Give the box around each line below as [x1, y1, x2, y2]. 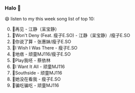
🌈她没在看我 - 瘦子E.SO [12, 76, 61, 82]
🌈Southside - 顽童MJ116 [12, 70, 62, 76]
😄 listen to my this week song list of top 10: [5, 16, 95, 22]
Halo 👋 [5, 4, 21, 11]
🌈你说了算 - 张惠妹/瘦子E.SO [12, 38, 72, 44]
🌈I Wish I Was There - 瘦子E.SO [12, 45, 78, 51]
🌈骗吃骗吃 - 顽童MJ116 [12, 82, 59, 88]
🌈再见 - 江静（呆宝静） [12, 26, 60, 32]
